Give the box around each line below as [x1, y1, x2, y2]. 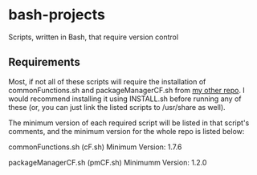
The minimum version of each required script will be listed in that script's [8, 118, 250, 128]
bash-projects [8, 6, 106, 24]
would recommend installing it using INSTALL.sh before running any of [8, 94, 242, 104]
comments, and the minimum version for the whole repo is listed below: [8, 126, 245, 136]
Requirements [8, 55, 80, 69]
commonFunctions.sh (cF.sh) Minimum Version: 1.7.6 [8, 142, 182, 152]
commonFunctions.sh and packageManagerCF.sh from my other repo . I [8, 85, 245, 95]
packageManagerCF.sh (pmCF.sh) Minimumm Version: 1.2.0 [8, 157, 207, 167]
